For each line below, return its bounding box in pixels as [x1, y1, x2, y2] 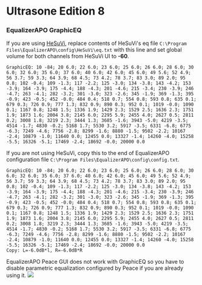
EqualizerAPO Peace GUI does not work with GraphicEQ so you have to [6, 258, 184, 266]
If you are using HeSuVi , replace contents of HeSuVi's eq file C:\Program [6, 39, 187, 47]
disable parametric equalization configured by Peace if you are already [6, 264, 184, 272]
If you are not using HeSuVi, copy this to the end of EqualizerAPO [6, 149, 170, 157]
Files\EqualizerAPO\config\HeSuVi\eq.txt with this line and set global [6, 46, 182, 53]
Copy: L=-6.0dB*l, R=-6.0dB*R [6, 247, 83, 253]
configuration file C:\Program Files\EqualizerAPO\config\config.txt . [6, 156, 180, 163]
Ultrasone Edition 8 [6, 4, 105, 18]
